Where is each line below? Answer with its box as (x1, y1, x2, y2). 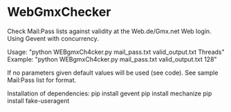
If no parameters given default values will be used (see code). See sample (7, 68, 219, 77)
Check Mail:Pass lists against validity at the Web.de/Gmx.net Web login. (7, 27, 212, 35)
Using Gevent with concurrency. (7, 34, 99, 42)
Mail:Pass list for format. (7, 75, 77, 84)
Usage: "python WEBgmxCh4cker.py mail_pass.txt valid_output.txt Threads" (7, 48, 225, 56)
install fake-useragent (7, 96, 70, 104)
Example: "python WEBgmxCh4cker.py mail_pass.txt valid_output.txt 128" (7, 55, 217, 63)
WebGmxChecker (7, 4, 111, 20)
